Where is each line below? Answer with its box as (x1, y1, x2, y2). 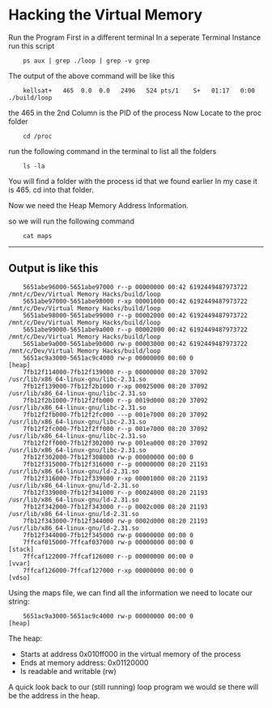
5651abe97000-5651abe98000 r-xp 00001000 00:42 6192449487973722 (23, 297, 249, 305)
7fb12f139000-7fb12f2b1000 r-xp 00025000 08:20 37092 (23, 382, 208, 390)
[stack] (8, 545, 35, 553)
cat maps (23, 232, 53, 240)
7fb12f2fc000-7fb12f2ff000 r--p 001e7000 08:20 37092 (23, 424, 208, 433)
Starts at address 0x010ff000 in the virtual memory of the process (19, 649, 241, 659)
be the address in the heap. (8, 690, 100, 700)
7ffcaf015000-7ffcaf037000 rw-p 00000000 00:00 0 (23, 538, 194, 546)
